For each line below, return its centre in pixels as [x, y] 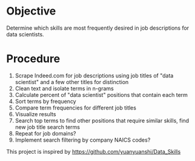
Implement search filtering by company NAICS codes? [83, 140]
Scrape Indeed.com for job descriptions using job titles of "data [94, 75]
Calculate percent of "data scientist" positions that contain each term [101, 94]
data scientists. [25, 34]
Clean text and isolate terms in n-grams [64, 88]
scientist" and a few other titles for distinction [72, 82]
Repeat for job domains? [45, 133]
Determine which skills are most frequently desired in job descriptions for [98, 28]
